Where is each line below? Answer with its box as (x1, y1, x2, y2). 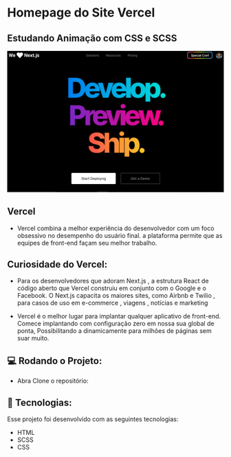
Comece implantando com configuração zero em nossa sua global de (16, 319, 214, 328)
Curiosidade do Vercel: (7, 258, 108, 270)
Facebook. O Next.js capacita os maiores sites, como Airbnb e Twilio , (16, 292, 215, 300)
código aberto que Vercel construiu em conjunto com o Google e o (16, 284, 206, 292)
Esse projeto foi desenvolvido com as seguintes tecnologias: (7, 415, 179, 423)
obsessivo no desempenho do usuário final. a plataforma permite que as (16, 231, 223, 239)
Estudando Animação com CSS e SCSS (7, 32, 177, 44)
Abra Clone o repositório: (16, 377, 89, 385)
